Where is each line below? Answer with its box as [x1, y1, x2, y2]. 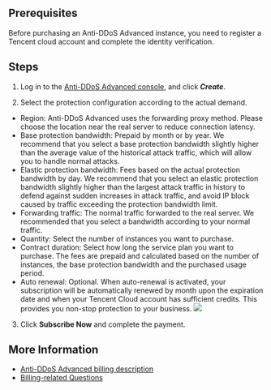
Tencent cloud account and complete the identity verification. [8, 36, 214, 46]
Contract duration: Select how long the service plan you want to [19, 242, 234, 252]
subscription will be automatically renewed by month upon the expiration [19, 285, 264, 295]
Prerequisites [8, 6, 78, 20]
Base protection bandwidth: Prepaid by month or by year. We [19, 130, 225, 140]
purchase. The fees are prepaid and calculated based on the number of [19, 251, 260, 260]
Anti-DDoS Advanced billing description [19, 364, 154, 374]
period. [19, 268, 45, 278]
